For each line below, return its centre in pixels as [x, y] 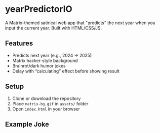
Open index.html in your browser [46, 109]
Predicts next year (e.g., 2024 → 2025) [52, 55]
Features [19, 44]
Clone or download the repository [46, 98]
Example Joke [27, 124]
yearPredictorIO [39, 9]
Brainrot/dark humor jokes [39, 66]
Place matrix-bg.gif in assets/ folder [50, 103]
